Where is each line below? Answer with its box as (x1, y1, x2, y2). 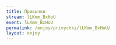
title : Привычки (6, 8, 45, 15)
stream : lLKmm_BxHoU (6, 14, 57, 20)
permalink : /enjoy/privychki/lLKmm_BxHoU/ (6, 25, 111, 31)
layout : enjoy (6, 30, 41, 36)
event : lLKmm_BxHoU (6, 19, 54, 25)
